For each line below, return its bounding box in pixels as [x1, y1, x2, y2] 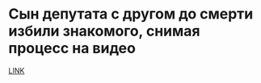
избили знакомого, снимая [8, 22, 200, 40]
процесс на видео [8, 39, 136, 57]
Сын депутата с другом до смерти [8, 5, 254, 23]
